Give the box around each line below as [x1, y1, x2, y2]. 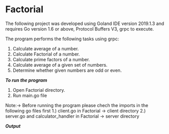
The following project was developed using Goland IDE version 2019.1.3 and [5, 20, 164, 26]
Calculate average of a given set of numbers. [12, 62, 108, 68]
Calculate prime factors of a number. [12, 56, 90, 62]
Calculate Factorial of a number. [12, 51, 80, 57]
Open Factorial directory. [12, 87, 65, 93]
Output [5, 123, 21, 129]
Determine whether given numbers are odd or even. [12, 67, 122, 73]
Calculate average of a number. [12, 45, 79, 51]
